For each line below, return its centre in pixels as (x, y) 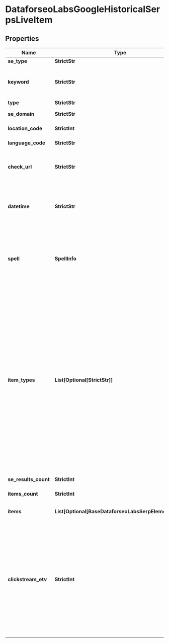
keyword (18, 82)
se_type (18, 61)
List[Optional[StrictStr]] (84, 380)
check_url (20, 167)
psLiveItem (29, 20)
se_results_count (29, 479)
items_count (23, 494)
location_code (25, 128)
